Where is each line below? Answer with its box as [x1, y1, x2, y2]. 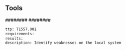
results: [5, 36, 23, 41]
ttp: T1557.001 [5, 27, 37, 32]
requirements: [5, 31, 35, 36]
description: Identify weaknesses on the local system [5, 41, 122, 46]
